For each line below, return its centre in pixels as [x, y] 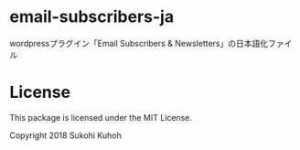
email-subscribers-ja [92, 17]
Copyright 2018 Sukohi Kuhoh [65, 135]
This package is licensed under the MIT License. [101, 117]
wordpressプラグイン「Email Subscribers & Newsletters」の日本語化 [139, 43]
